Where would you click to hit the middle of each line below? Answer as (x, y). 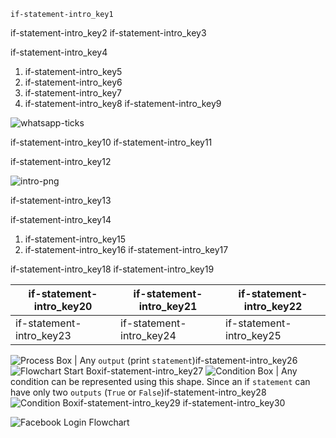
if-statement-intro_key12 (61, 161)
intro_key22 (273, 306)
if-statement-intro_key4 (59, 52)
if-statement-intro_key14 (61, 219)
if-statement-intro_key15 (75, 239)
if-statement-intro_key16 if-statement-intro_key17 (126, 249)
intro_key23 (43, 335)
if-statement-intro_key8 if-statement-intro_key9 (123, 103)
